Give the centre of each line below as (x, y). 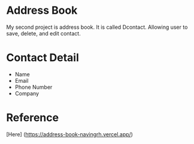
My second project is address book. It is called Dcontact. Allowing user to (97, 27)
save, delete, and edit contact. (43, 33)
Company (27, 93)
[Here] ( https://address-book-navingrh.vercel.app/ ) (70, 134)
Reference (32, 118)
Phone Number (34, 87)
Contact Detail (43, 58)
